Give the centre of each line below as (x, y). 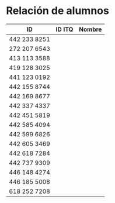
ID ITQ (65, 29)
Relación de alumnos (57, 11)
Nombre (90, 29)
